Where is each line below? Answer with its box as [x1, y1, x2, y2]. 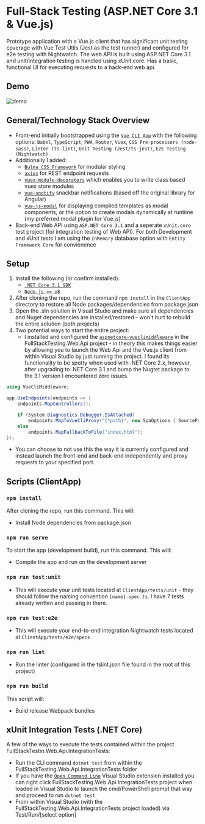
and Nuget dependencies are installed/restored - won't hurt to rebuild [15, 314, 191, 321]
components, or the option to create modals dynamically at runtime [24, 208, 193, 215]
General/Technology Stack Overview [6, 115, 150, 126]
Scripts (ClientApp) [6, 476, 81, 487]
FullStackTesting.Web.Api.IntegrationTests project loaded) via [15, 804, 170, 812]
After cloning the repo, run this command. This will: [6, 507, 135, 514]
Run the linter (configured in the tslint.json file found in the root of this [15, 661, 190, 668]
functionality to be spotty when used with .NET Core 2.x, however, [24, 359, 192, 366]
